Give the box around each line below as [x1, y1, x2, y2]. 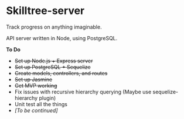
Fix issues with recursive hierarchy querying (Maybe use [14, 88, 152, 95]
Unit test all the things [14, 100, 67, 107]
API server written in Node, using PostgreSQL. [6, 34, 118, 41]
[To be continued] [14, 107, 58, 114]
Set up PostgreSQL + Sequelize [14, 63, 91, 71]
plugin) [39, 94, 56, 101]
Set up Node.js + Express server [14, 57, 93, 64]
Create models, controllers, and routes [14, 69, 108, 76]
